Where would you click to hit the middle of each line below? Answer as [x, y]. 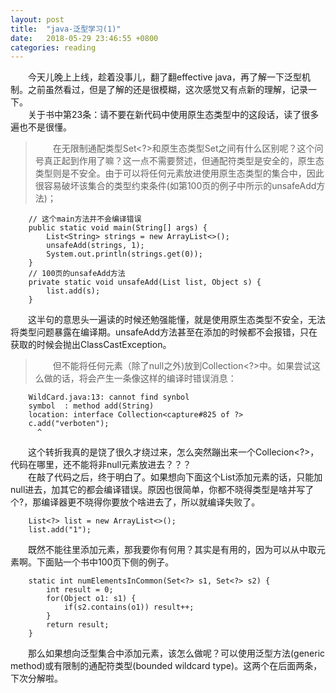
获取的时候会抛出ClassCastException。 [91, 345]
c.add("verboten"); [69, 424]
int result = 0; [80, 590]
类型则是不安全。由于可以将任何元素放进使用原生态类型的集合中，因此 [179, 173]
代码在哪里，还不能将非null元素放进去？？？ [101, 465]
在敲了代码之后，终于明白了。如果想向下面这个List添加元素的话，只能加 [175, 477]
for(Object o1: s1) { [91, 599]
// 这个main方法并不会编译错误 [85, 219]
